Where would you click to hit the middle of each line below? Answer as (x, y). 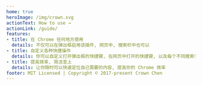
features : (19, 34)
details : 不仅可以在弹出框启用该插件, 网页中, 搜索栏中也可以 (81, 45)
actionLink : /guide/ (32, 28)
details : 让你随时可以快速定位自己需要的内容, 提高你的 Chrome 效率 (89, 67)
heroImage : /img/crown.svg (40, 17)
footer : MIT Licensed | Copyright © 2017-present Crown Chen (84, 73)
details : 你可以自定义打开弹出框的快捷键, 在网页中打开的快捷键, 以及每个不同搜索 (103, 56)
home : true (20, 12)
